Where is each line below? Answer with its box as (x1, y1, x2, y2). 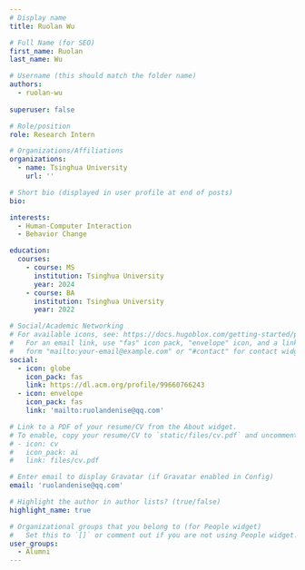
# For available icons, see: (9, 330, 120, 339)
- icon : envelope (17, 389, 84, 398)
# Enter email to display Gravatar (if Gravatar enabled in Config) (9, 473, 274, 482)
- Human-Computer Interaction (17, 221, 132, 231)
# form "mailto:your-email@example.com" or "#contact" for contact (9, 347, 279, 356)
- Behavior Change (17, 230, 88, 239)
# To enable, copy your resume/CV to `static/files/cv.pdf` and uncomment (9, 430, 299, 440)
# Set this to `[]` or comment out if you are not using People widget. (9, 530, 299, 540)
